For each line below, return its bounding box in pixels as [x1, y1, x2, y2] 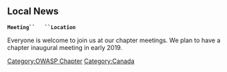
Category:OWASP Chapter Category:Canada [7, 57, 135, 65]
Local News [7, 6, 59, 17]
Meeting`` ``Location [7, 24, 76, 30]
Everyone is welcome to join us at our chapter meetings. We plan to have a [7, 36, 221, 44]
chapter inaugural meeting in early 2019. [7, 43, 123, 51]
